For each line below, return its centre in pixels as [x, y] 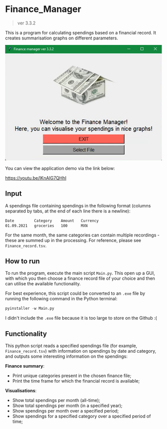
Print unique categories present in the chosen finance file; [72, 376]
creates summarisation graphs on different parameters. [62, 38]
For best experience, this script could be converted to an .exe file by [75, 293]
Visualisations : [21, 391]
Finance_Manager [43, 9]
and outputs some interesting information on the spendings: [66, 356]
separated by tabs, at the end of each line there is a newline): [68, 211]
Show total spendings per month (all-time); [56, 401]
